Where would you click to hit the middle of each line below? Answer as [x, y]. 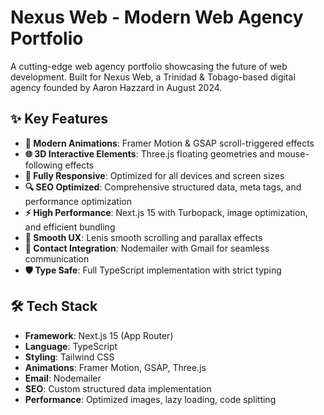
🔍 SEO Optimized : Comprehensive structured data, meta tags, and [163, 187]
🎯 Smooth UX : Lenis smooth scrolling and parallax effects [143, 237]
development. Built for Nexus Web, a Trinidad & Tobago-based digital [153, 77]
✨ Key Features [59, 119]
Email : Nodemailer [63, 378]
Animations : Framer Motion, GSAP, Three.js [115, 367]
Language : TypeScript [71, 346]
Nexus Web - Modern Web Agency [157, 17]
